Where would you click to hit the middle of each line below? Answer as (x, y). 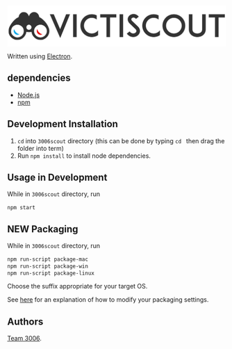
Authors (25, 322)
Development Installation (63, 124)
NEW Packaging (43, 229)
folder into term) (41, 148)
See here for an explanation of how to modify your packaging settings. (108, 300)
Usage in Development (57, 178)
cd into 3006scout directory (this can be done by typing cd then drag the (121, 140)
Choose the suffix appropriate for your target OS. (77, 286)
